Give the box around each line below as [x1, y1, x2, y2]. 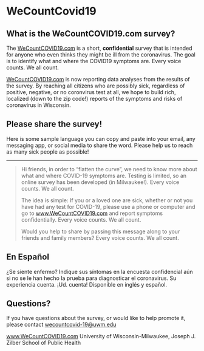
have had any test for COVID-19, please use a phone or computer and [21, 203, 195, 210]
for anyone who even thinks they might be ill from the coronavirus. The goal [6, 51, 195, 58]
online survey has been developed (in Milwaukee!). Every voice [21, 178, 180, 186]
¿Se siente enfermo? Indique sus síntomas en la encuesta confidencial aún [6, 268, 193, 275]
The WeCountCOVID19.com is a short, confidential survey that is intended [6, 44, 192, 52]
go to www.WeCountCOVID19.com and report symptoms [21, 210, 163, 217]
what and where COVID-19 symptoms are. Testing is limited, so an [21, 172, 187, 179]
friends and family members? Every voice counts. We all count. [21, 234, 179, 241]
